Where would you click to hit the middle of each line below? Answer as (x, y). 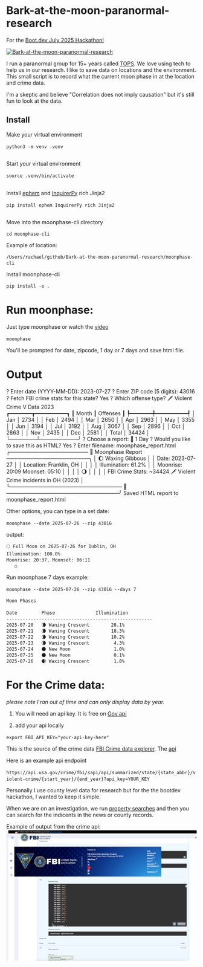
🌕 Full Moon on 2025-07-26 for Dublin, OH (61, 546)
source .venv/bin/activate (40, 176)
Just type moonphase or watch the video (57, 326)
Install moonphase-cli (33, 274)
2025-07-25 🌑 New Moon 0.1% (66, 655)
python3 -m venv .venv (35, 147)
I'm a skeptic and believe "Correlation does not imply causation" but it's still (100, 94)
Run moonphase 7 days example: (48, 577)
